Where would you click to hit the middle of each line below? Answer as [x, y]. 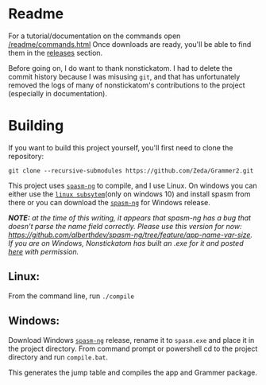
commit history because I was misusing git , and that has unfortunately [124, 76]
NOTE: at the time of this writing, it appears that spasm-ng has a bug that [130, 218]
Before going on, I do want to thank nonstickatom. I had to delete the [120, 68]
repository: [26, 156]
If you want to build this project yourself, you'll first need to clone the [121, 147]
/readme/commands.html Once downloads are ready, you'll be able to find [130, 44]
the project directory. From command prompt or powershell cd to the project [133, 348]
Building [36, 126]
